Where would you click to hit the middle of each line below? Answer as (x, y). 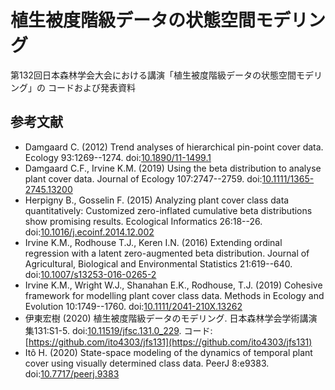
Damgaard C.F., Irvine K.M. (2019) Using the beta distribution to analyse (173, 168)
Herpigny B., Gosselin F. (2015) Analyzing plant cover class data (157, 200)
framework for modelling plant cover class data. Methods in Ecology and (174, 295)
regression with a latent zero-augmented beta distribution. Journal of (167, 253)
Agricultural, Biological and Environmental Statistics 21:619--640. (158, 263)
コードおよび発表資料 (91, 87)
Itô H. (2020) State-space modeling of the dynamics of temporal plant (168, 352)
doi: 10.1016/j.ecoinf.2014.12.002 (89, 232)
